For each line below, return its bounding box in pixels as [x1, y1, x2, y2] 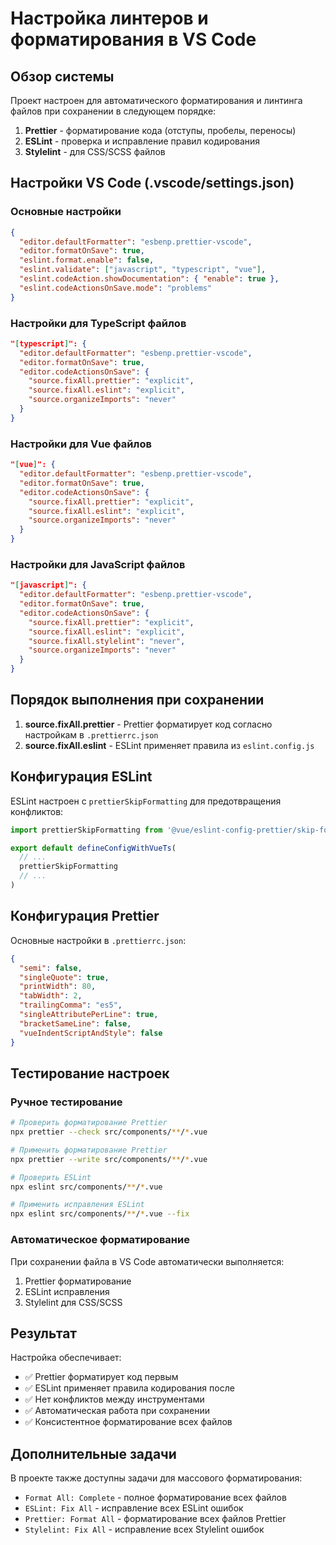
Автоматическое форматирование [10, 1233, 190, 1247]
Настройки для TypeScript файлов [10, 316, 187, 330]
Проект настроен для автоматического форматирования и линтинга [10, 95, 303, 106]
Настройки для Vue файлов [10, 437, 152, 451]
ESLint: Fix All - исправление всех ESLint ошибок [24, 1502, 244, 1514]
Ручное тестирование [10, 1095, 123, 1109]
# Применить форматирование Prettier [10, 1145, 168, 1155]
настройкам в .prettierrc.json [24, 728, 159, 741]
